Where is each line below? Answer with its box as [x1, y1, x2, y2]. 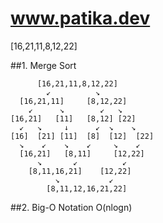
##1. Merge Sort [10, 59, 77, 71]
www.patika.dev [10, 7, 151, 30]
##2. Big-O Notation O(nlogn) [10, 201, 133, 213]
